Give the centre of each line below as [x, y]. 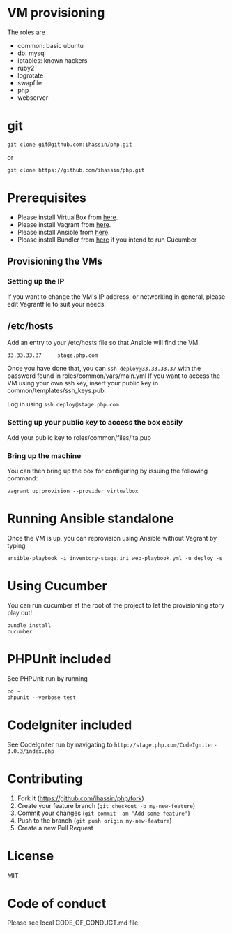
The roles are [26, 32]
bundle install [29, 625]
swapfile [30, 82]
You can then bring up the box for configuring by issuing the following [108, 471]
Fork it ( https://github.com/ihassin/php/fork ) [80, 798]
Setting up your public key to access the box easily [95, 423]
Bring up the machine [44, 455]
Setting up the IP [36, 281]
